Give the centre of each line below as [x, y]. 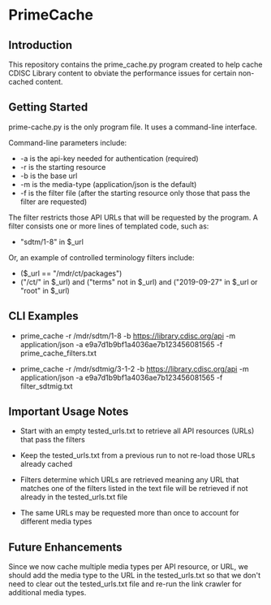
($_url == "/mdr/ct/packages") [71, 273]
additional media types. [47, 593]
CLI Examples [43, 316]
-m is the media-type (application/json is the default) [108, 184]
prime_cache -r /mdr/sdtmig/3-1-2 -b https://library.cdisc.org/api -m [134, 368]
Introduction [41, 45]
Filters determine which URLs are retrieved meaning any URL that [129, 480]
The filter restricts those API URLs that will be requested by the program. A [133, 217]
